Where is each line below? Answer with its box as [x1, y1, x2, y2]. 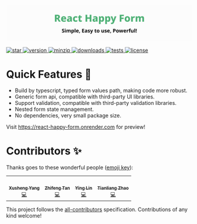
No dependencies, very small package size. [14, 112, 121, 119]
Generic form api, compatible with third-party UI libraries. [14, 93, 155, 100]
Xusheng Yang [8, 185, 40, 191]
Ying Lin [75, 185, 93, 191]
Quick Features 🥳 [6, 67, 92, 81]
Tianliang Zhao [97, 185, 129, 191]
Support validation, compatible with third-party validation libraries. [14, 100, 177, 107]
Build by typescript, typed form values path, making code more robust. [14, 87, 188, 94]
